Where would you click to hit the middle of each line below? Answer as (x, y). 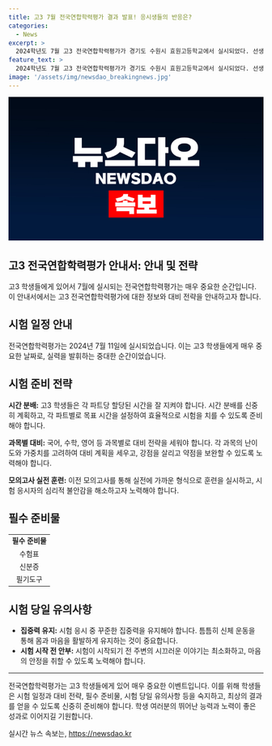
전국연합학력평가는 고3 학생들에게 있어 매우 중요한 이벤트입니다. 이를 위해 (124, 686)
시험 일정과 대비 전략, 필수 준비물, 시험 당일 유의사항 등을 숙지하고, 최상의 (132, 696)
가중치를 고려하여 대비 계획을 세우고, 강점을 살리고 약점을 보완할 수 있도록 (139, 453)
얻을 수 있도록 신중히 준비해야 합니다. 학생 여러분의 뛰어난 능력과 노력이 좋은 (136, 706)
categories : (28, 26)
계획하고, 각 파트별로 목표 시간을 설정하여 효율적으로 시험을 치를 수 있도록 (132, 415)
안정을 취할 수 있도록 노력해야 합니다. (87, 661)
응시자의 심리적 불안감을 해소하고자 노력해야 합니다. (98, 490)
